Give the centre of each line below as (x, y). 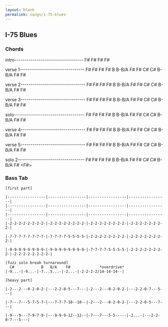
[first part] (19, 188)
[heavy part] (19, 280)
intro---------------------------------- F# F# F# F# (57, 60)
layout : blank (20, 10)
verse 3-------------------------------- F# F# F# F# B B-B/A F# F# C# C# (81, 100)
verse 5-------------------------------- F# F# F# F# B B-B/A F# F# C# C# (81, 145)
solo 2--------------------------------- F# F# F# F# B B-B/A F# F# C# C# (81, 160)
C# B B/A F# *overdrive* (67, 267)
